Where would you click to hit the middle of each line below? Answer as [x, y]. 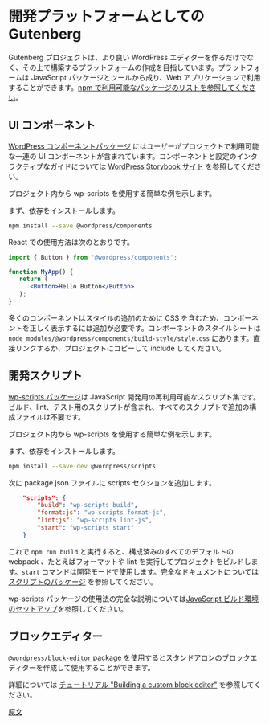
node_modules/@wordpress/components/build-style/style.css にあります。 [131, 337]
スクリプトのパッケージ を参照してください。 [83, 581]
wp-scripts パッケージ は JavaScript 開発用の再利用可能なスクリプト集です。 [134, 397]
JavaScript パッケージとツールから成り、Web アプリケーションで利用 [146, 77]
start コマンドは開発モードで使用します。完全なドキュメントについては [140, 571]
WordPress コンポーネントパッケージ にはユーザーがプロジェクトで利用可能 [134, 146]
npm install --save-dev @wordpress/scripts [82, 466]
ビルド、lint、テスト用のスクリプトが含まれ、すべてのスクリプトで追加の [129, 407]
